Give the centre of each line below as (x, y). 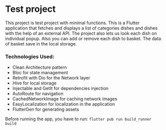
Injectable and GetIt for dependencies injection (60, 88)
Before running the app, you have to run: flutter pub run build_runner (78, 119)
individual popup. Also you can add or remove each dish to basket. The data (83, 39)
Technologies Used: (30, 56)
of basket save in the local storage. (41, 43)
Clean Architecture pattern (40, 67)
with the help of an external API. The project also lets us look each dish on (81, 33)
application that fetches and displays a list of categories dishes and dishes (82, 28)
